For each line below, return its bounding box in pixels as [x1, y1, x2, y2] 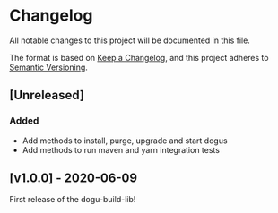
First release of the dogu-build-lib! [9, 194, 136, 205]
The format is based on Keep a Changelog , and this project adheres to [9, 52, 269, 63]
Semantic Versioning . [9, 62, 88, 72]
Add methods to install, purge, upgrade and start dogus [22, 135, 228, 146]
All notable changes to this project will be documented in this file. [9, 35, 251, 46]
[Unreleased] [9, 88, 85, 103]
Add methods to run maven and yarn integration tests [22, 144, 220, 155]
